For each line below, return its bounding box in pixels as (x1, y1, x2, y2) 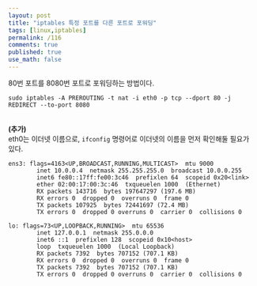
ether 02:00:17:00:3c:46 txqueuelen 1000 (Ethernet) (36, 180, 221, 188)
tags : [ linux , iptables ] (8, 26, 87, 34)
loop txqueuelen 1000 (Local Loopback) (36, 243, 176, 250)
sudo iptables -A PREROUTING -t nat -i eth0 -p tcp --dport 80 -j (8, 94, 232, 102)
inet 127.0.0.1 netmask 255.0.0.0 (36, 228, 154, 237)
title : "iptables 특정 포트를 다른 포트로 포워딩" (8, 19, 157, 27)
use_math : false (8, 56, 62, 64)
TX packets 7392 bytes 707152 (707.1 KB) (36, 263, 179, 271)
